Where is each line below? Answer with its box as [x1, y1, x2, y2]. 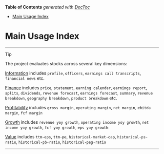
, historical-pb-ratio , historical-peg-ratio [16, 139, 106, 145]
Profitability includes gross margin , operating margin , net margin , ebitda [5, 104, 151, 110]
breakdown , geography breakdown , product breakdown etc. [5, 95, 117, 101]
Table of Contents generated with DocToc [5, 4, 90, 10]
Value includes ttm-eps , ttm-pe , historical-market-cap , [5, 134, 116, 139]
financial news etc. [5, 75, 45, 81]
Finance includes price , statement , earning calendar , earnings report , [5, 85, 147, 91]
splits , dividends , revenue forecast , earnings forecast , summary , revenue [5, 90, 153, 96]
